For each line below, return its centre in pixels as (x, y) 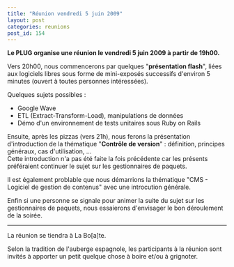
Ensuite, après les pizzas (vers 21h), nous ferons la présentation (99, 137)
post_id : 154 (26, 33)
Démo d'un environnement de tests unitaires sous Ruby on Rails (109, 123)
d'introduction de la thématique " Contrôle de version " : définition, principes (116, 144)
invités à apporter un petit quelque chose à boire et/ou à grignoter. (103, 257)
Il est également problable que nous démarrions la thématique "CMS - (108, 180)
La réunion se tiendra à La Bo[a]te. (57, 236)
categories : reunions (39, 26)
